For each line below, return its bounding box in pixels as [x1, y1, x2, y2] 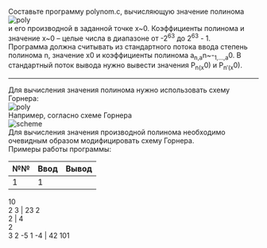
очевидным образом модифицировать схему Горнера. [8, 136, 195, 145]
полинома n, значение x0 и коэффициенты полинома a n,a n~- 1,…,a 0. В [8, 50, 242, 62]
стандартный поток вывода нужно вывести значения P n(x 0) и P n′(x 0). [8, 60, 243, 72]
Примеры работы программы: [8, 145, 112, 154]
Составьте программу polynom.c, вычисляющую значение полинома [8, 7, 245, 16]
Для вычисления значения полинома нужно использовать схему [8, 85, 230, 95]
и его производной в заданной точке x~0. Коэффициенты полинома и [8, 24, 245, 33]
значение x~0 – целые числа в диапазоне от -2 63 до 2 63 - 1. [8, 32, 211, 43]
